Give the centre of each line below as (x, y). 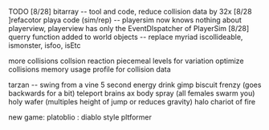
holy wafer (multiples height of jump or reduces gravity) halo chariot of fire (132, 102)
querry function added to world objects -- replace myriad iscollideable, (126, 37)
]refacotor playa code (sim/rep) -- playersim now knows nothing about (125, 20)
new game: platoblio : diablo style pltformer (80, 117)
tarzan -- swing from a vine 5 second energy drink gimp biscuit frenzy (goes (135, 85)
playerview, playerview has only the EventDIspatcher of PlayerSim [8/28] (129, 28)
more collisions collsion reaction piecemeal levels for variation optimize (126, 61)
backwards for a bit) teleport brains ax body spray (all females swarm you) (132, 93)
